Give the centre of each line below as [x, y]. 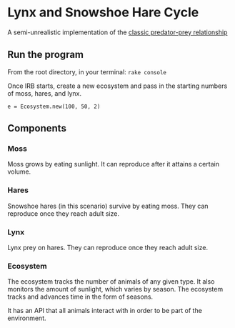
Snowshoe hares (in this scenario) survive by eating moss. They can [108, 206]
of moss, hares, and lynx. [45, 93]
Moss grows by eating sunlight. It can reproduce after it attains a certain [114, 164]
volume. [19, 172]
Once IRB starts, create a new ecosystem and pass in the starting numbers [117, 86]
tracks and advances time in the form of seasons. [80, 297]
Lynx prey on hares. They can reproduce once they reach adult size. [108, 248]
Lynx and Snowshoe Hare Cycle [103, 13]
